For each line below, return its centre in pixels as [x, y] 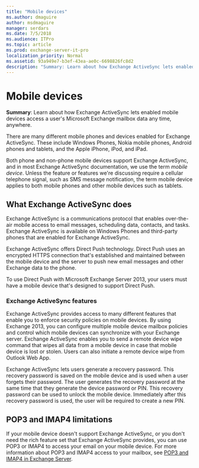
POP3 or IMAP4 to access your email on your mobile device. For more [91, 446]
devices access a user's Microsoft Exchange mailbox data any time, [89, 118]
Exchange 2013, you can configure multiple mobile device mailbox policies [97, 326]
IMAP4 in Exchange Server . [39, 459]
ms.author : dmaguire [32, 17]
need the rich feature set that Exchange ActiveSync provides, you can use [97, 440]
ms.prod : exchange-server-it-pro [47, 50]
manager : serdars [28, 28]
